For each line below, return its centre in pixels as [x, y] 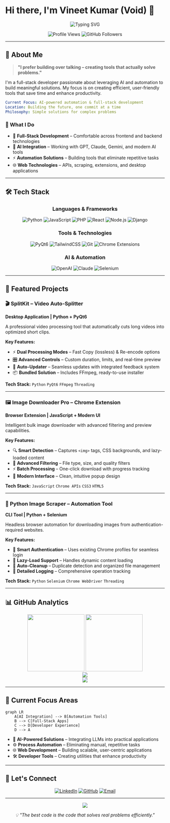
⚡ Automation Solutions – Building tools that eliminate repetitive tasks [86, 158]
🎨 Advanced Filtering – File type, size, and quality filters [71, 463]
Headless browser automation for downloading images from [68, 525]
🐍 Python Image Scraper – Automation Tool [59, 504]
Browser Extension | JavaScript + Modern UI [53, 415]
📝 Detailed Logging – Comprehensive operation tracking [71, 571]
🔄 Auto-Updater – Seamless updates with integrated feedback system [86, 366]
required [14, 530]
